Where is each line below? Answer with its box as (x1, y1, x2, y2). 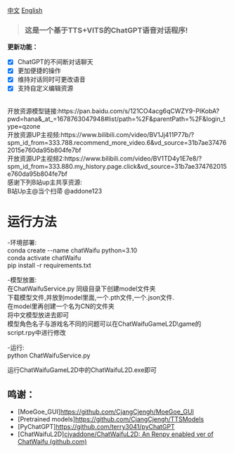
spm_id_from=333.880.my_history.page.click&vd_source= (7, 162, 175, 170)
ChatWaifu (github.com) (17, 438, 87, 446)
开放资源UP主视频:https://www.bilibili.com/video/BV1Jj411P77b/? (7, 130, 195, 139)
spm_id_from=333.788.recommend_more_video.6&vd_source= (7, 138, 188, 146)
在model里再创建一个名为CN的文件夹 (7, 302, 115, 311)
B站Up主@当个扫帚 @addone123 (7, 186, 103, 195)
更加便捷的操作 (17, 66, 61, 75)
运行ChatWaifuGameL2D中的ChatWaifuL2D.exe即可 (7, 366, 157, 374)
